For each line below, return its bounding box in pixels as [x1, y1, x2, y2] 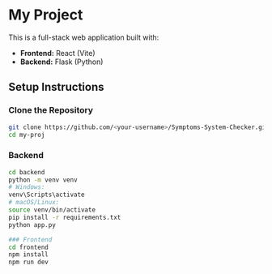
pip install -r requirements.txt [8, 213, 121, 221]
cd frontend [8, 243, 49, 251]
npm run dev [8, 258, 49, 267]
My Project [8, 6, 83, 24]
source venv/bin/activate [8, 206, 96, 214]
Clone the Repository [8, 105, 94, 116]
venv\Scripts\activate [8, 191, 85, 199]
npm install [8, 250, 49, 259]
